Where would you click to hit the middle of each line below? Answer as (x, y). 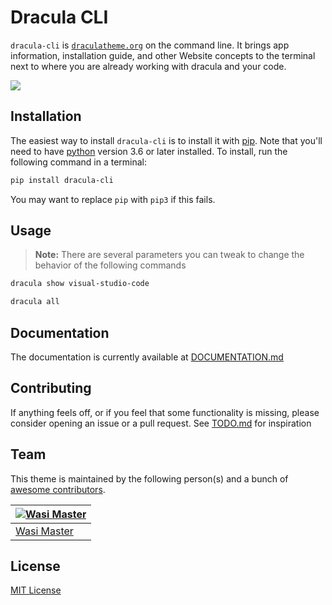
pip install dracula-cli (62, 180)
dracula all (35, 302)
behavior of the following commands (110, 265)
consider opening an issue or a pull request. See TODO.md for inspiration (161, 423)
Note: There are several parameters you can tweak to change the (169, 255)
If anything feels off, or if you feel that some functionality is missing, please (165, 412)
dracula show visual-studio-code (80, 284)
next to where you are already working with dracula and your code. (148, 66)
